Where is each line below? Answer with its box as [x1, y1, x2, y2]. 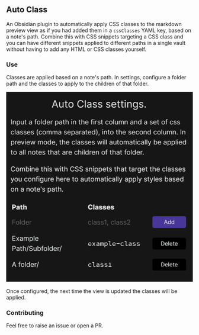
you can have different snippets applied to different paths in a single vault [6, 39, 185, 46]
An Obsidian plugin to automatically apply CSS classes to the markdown [6, 20, 182, 27]
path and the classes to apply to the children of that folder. [6, 80, 149, 88]
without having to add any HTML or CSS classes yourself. [6, 46, 147, 53]
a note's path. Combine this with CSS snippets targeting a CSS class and [6, 33, 184, 40]
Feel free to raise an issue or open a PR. [6, 322, 104, 329]
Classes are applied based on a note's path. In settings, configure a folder [6, 74, 187, 81]
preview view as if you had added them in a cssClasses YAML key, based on [6, 27, 191, 34]
